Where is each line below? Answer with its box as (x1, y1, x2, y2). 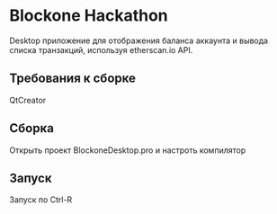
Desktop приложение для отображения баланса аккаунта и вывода (9, 35, 268, 46)
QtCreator (9, 94, 47, 105)
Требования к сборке (9, 71, 137, 86)
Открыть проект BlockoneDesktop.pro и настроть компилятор (9, 145, 246, 156)
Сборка (9, 120, 54, 136)
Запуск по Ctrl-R (9, 194, 73, 205)
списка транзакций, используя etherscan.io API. (9, 44, 193, 55)
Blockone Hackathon (9, 5, 168, 26)
